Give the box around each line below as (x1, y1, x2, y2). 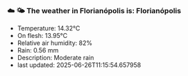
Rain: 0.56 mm (17, 46, 59, 55)
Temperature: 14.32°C (17, 24, 80, 32)
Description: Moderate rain (17, 54, 94, 62)
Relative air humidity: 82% (17, 39, 92, 47)
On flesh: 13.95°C (17, 32, 68, 40)
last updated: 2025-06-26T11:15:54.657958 (17, 61, 142, 69)
